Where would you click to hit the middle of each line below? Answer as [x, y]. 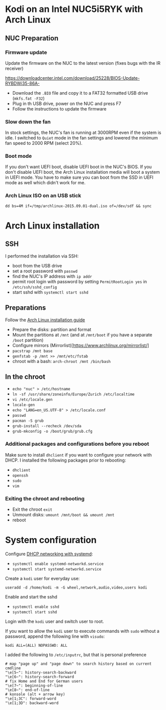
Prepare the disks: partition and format [52, 329]
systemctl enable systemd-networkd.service [58, 564]
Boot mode [19, 156]
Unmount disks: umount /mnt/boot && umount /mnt [63, 514]
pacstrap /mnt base [32, 351]
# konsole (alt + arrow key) [35, 694]
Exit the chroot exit [32, 509]
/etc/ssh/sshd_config [34, 287]
